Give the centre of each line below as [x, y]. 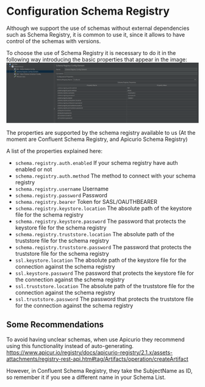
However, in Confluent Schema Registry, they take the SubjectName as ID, [99, 371]
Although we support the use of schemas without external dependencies [98, 28]
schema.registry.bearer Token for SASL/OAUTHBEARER [86, 201]
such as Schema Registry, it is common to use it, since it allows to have [95, 34]
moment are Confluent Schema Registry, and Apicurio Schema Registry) [97, 139]
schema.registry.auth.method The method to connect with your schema [106, 176]
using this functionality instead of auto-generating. [70, 345]
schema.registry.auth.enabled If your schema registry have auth [96, 162]
